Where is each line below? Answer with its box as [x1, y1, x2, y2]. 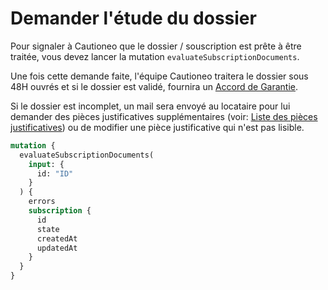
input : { [28, 159, 65, 169]
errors [28, 197, 56, 207]
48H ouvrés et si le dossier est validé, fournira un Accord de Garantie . [10, 80, 299, 92]
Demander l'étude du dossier [10, 7, 257, 30]
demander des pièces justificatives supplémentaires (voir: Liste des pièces [10, 110, 318, 122]
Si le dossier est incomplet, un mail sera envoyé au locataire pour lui [10, 100, 291, 112]
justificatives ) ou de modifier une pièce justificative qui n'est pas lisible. [10, 121, 305, 133]
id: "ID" [36, 168, 74, 179]
